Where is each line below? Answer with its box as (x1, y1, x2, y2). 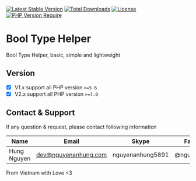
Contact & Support (6, 108, 75, 118)
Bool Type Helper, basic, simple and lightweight (6, 51, 121, 58)
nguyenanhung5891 (112, 151, 169, 159)
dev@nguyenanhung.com (36, 151, 107, 159)
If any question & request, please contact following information (6, 123, 157, 130)
